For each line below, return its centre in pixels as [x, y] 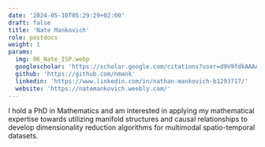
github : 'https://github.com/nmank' [75, 74]
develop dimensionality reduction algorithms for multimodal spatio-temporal [132, 127]
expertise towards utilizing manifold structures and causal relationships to [128, 119]
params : [21, 52]
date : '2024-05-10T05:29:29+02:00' [67, 15]
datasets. [23, 136]
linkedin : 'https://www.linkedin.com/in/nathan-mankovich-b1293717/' [132, 81]
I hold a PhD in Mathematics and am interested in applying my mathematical [131, 111]
